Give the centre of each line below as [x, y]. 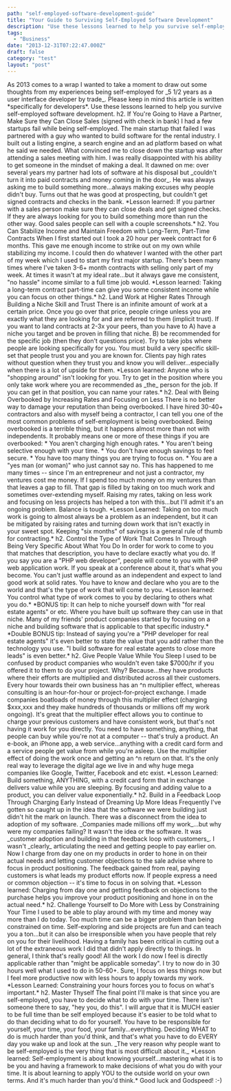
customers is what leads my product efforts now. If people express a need [112, 875]
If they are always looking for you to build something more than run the [108, 216]
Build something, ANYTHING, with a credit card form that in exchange [106, 780]
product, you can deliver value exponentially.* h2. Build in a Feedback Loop [114, 795]
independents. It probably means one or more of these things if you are [108, 436]
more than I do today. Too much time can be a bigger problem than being [111, 919]
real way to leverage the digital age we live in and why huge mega [100, 765]
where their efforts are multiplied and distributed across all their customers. [114, 677]
